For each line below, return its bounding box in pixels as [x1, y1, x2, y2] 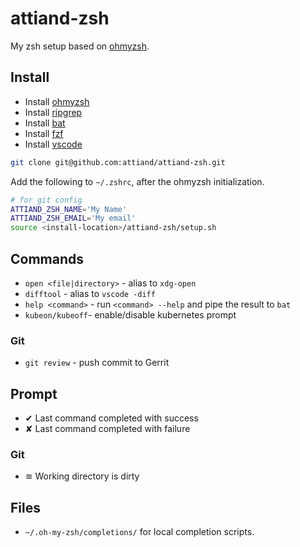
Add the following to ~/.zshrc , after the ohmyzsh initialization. [10, 175, 265, 187]
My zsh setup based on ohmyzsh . [10, 40, 150, 52]
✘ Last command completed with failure [24, 423, 191, 435]
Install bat [24, 117, 66, 129]
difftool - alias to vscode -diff [24, 287, 156, 299]
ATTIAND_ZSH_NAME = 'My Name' [10, 204, 128, 214]
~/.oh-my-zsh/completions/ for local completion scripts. [24, 526, 255, 538]
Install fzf [24, 127, 64, 139]
